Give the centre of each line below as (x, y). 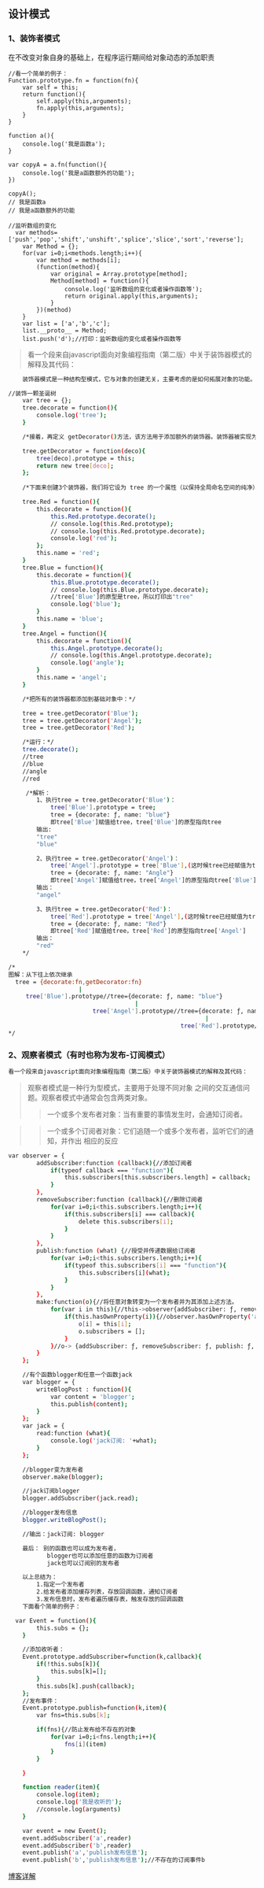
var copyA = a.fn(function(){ (58, 165)
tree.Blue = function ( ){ (63, 568)
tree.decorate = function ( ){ (70, 408)
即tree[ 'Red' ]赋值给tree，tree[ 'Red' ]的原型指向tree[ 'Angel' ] (148, 931)
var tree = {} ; (47, 401)
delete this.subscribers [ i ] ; (126, 1222)
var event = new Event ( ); (65, 1831)
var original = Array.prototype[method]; (119, 274)
